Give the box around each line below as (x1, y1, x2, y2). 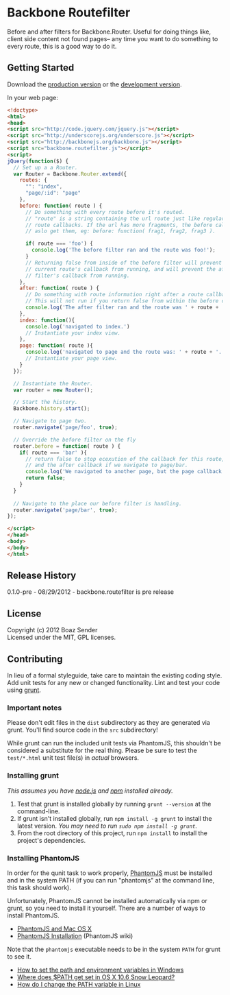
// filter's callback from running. (25, 272, 130, 279)
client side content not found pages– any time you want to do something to (7, 34, 218, 43)
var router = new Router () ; (13, 386, 94, 394)
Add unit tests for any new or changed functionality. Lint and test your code (7, 679, 220, 687)
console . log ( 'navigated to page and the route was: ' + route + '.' (25, 348, 225, 356)
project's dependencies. (16, 836, 86, 844)
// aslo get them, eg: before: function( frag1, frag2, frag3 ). (25, 228, 216, 235)
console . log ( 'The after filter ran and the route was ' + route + (25, 304, 219, 311)
